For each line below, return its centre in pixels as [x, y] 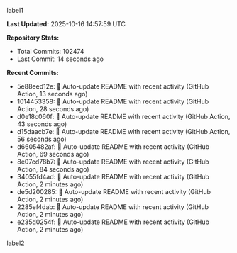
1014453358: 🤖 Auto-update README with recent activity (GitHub [113, 101]
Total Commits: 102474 [50, 51]
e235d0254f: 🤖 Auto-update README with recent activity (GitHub [113, 222]
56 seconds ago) [42, 139]
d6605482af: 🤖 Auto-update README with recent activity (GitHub [113, 147]
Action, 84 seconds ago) [53, 169]
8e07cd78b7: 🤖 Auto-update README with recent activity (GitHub [113, 162]
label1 [15, 10]
